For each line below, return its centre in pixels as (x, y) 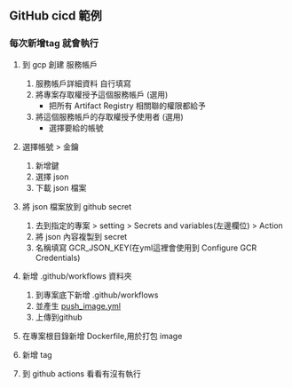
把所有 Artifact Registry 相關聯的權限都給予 (127, 106)
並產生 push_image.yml (78, 305)
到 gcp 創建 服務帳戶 (59, 64)
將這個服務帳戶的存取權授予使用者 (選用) (109, 116)
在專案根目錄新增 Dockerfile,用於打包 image (102, 336)
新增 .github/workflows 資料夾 (77, 276)
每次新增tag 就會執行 (54, 44)
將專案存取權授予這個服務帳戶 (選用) (102, 94)
